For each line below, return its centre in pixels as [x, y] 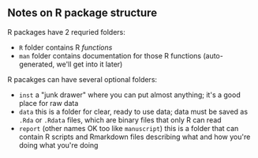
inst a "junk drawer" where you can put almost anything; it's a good [130, 95]
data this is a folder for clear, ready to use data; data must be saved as [133, 111]
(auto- [213, 55]
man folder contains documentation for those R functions [110, 55]
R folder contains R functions [65, 47]
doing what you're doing [58, 145]
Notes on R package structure [82, 13]
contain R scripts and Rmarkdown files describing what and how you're [135, 137]
